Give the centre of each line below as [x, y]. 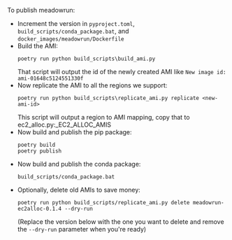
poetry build [36, 145]
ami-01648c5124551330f [50, 78]
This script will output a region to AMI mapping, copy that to [103, 117]
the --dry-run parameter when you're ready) [82, 229]
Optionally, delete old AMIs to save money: [79, 190]
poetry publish [39, 151]
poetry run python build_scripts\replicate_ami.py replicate [108, 98]
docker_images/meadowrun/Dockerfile [71, 39]
